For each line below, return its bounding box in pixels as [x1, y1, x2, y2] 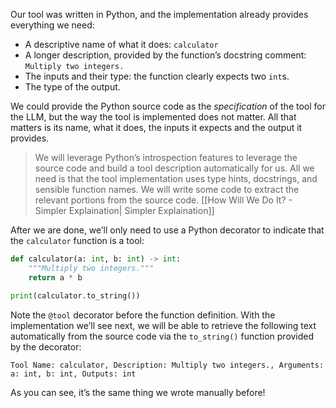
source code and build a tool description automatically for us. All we [34, 162, 315, 174]
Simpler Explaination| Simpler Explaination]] [34, 205, 215, 216]
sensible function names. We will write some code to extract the [34, 184, 300, 195]
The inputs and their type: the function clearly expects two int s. [24, 70, 290, 82]
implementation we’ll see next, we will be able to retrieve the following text [10, 319, 317, 331]
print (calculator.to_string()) [10, 290, 141, 301]
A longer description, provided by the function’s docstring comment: [24, 49, 307, 61]
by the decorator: [10, 340, 82, 353]
